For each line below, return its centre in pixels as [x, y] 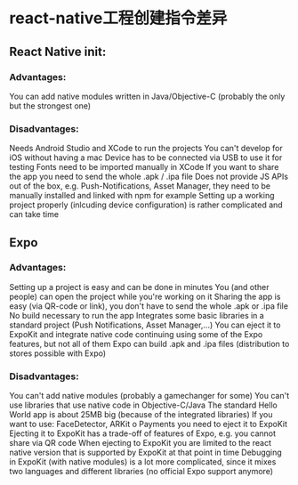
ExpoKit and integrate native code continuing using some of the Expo [136, 334]
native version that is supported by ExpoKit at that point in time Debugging [145, 453]
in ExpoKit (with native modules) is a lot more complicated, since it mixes [143, 462]
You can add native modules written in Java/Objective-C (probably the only [147, 96]
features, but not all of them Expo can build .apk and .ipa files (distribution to [149, 344]
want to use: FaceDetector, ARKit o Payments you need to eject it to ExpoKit [148, 424]
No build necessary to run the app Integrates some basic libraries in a [137, 315]
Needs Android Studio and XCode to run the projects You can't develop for [146, 149]
